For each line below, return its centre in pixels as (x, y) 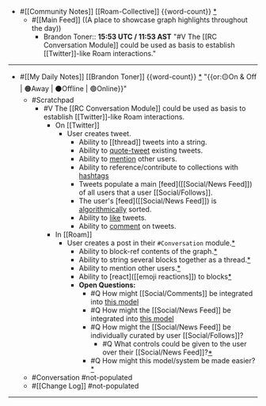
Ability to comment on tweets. (127, 226)
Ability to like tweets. (113, 218)
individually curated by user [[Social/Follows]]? (167, 335)
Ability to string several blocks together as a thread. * (165, 260)
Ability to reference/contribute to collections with (159, 167)
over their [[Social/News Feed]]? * (158, 352)
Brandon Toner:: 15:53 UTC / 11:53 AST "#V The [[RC (130, 36)
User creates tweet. (99, 133)
